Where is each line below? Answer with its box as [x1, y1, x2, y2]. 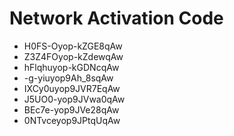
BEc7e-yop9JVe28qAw [23, 103, 120, 116]
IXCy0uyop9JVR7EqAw [23, 82, 121, 94]
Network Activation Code [9, 7, 224, 30]
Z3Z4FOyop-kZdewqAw [23, 50, 124, 62]
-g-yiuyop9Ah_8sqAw [23, 72, 114, 84]
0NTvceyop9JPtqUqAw [23, 114, 121, 126]
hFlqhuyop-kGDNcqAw [23, 61, 120, 73]
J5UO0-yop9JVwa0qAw [23, 93, 126, 105]
